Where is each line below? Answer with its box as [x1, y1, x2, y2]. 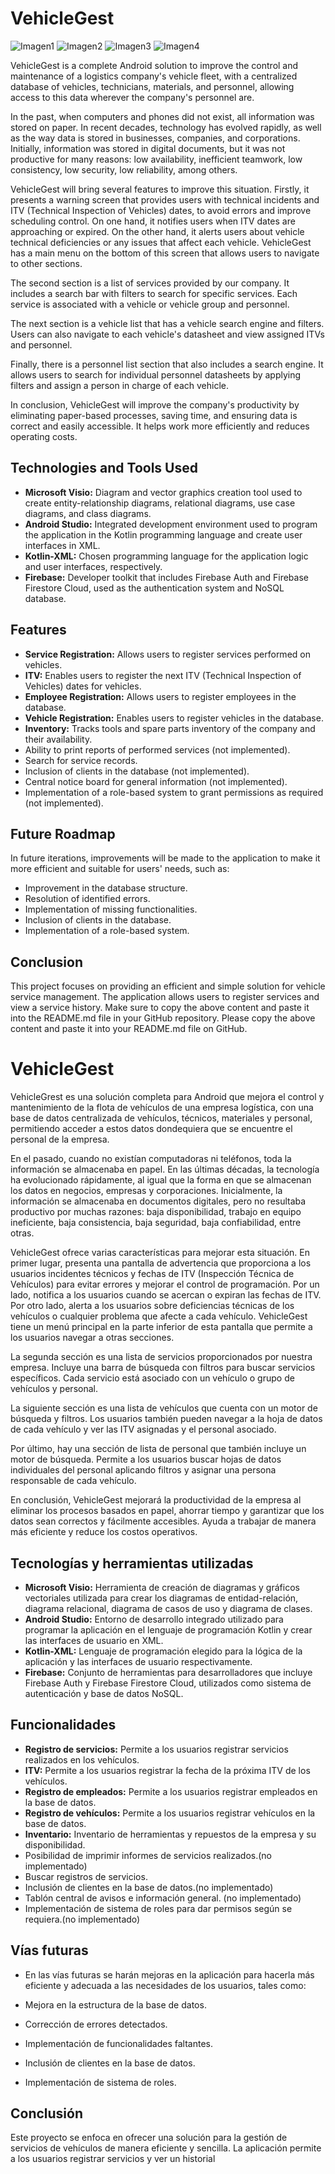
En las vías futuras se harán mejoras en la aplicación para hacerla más [24, 1968, 315, 1981]
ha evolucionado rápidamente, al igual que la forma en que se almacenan [10, 1174, 312, 1186]
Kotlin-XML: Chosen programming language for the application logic [24, 550, 309, 562]
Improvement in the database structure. [24, 882, 188, 894]
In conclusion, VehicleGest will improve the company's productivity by [10, 398, 300, 411]
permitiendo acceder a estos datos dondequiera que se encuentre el [10, 1123, 293, 1135]
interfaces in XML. [24, 539, 101, 551]
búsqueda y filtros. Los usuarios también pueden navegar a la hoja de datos [10, 1413, 323, 1425]
